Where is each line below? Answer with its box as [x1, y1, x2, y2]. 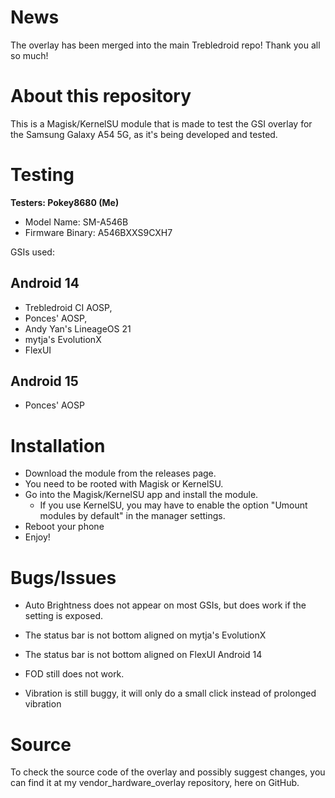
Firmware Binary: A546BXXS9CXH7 [24, 226, 173, 238]
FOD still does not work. [24, 668, 125, 680]
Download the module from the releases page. [24, 467, 217, 480]
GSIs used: [10, 246, 55, 258]
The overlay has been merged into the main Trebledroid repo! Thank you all [10, 39, 321, 51]
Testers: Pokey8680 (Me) [10, 196, 120, 208]
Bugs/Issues [10, 566, 117, 589]
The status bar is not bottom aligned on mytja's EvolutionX [24, 629, 267, 641]
